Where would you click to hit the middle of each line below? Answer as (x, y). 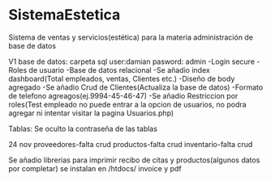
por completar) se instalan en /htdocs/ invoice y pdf (95, 168)
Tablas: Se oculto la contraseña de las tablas (83, 128)
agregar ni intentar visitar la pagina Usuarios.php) (91, 113)
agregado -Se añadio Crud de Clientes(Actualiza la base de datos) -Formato (136, 87)
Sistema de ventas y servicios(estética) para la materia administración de (131, 37)
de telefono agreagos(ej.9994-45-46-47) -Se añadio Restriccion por (123, 95)
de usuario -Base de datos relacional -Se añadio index (120, 69)
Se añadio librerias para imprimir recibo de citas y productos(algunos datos (134, 160)
